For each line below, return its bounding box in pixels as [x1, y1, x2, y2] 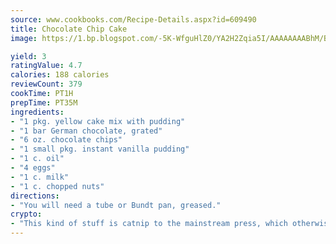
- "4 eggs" [10, 163, 56, 173]
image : [10, 33, 38, 43]
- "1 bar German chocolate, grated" [10, 126, 163, 136]
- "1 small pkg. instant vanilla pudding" [10, 144, 190, 155]
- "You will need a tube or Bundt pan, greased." [10, 200, 222, 210]
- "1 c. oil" [10, 154, 65, 164]
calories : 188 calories [10, 70, 110, 80]
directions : [10, 191, 60, 201]
